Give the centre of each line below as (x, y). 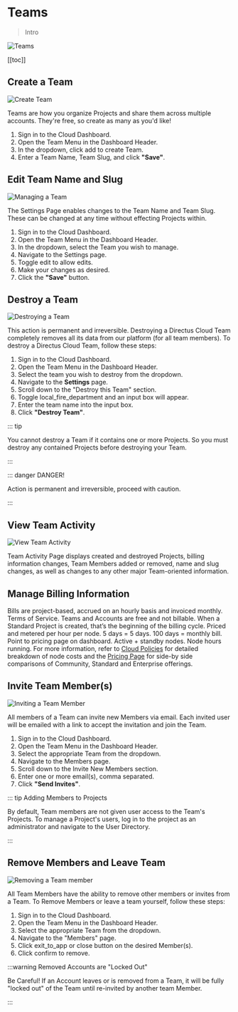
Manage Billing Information (69, 594)
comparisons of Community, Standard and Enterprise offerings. (100, 664)
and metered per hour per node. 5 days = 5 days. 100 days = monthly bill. (115, 633)
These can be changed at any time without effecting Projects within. (107, 218)
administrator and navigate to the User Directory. (79, 826)
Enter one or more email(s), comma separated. (86, 776)
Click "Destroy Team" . (51, 412)
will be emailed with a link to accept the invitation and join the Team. (107, 724)
